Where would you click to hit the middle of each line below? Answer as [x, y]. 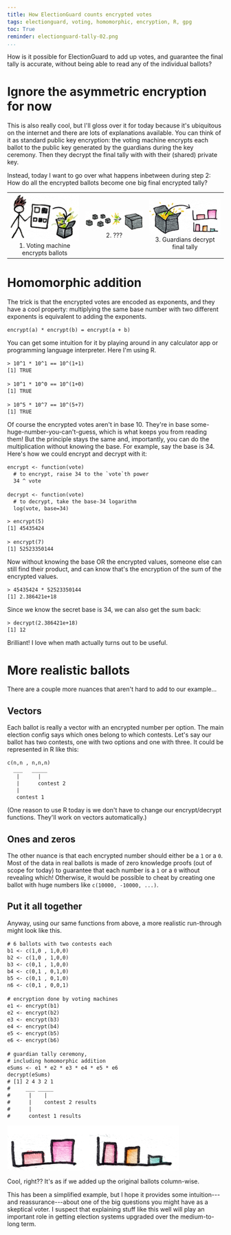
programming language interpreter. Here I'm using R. [82, 350]
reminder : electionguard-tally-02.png [63, 36]
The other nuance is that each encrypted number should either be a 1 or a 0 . [115, 856]
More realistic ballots [69, 670]
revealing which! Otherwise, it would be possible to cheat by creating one [111, 878]
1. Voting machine [45, 246]
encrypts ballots [45, 253]
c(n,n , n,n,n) [29, 763]
